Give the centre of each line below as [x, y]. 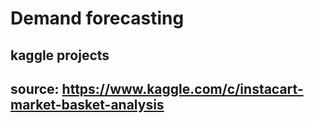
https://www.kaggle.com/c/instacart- [182, 88]
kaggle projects [60, 55]
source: [35, 88]
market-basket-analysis [87, 104]
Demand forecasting [97, 18]
